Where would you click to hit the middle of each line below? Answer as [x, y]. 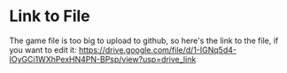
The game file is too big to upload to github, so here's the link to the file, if [144, 40]
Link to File [50, 16]
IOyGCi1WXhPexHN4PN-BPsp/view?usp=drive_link [103, 59]
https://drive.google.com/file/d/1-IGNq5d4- [158, 49]
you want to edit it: [43, 49]
